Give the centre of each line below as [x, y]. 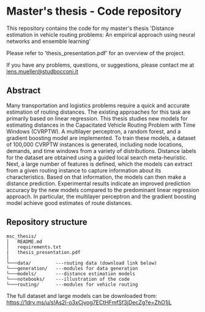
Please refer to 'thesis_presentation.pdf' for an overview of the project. [96, 53]
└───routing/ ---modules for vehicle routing [72, 284]
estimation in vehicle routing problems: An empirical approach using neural [101, 34]
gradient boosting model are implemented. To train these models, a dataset [101, 138]
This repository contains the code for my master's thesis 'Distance [90, 28]
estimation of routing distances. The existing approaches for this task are [99, 112]
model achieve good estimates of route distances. [69, 202]
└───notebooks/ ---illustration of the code [68, 279]
